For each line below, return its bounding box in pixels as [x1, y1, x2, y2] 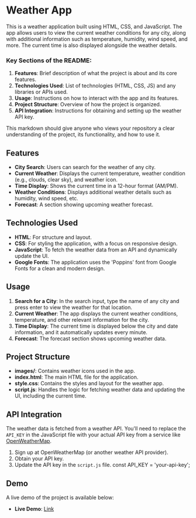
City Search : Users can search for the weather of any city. [14, 164, 156, 171]
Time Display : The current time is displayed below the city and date [14, 322, 178, 329]
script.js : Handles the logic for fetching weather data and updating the [14, 386, 185, 393]
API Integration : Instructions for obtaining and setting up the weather [14, 107, 182, 115]
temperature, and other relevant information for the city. [14, 316, 149, 323]
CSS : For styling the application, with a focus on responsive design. [14, 240, 178, 247]
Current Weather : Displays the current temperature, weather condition [14, 170, 185, 177]
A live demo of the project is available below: [6, 494, 114, 501]
